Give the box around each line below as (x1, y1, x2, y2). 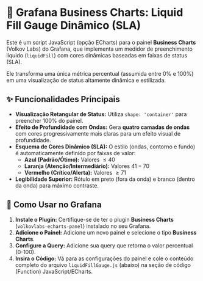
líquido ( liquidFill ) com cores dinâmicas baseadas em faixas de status (6, 51, 188, 59)
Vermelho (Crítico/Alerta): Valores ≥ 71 (24, 169, 127, 176)
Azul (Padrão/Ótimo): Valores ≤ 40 (24, 156, 116, 163)
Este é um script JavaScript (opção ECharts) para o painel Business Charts (6, 38, 196, 46)
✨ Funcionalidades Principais (6, 94, 120, 104)
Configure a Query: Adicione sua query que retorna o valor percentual (15, 241, 193, 249)
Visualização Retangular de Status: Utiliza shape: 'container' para (15, 110, 187, 118)
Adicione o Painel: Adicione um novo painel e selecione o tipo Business (15, 228, 197, 236)
